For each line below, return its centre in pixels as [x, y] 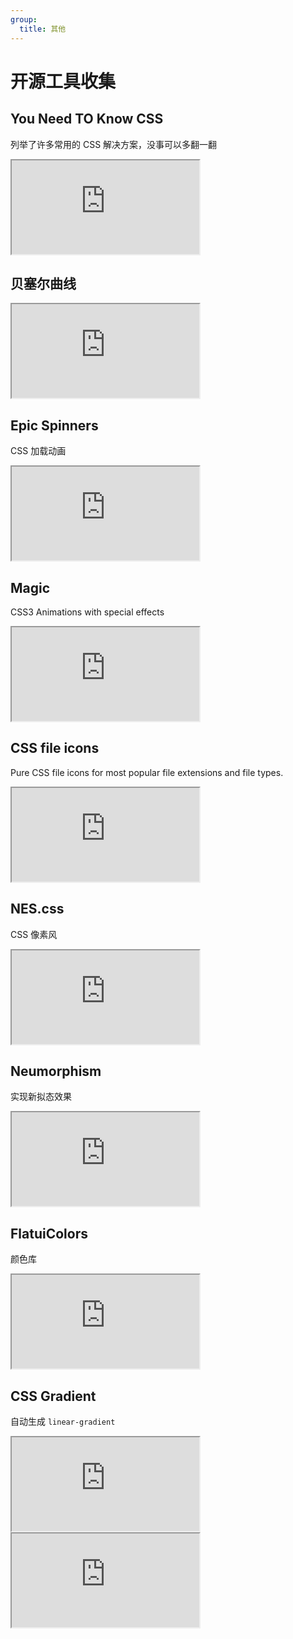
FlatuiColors [49, 1233]
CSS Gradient [53, 1396]
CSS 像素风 [34, 934]
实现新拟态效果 [41, 1097]
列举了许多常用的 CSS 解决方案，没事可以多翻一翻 [114, 144]
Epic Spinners [54, 425]
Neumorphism [56, 1071]
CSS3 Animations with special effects [87, 612]
